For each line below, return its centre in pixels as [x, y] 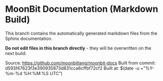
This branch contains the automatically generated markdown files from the [81, 33]
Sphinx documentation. [29, 39]
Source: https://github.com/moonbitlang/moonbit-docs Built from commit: [81, 63]
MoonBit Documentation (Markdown [82, 9]
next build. [16, 53]
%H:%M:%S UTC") [43, 73]
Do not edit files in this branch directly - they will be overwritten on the [78, 48]
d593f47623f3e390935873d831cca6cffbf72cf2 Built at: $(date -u [72, 68]
